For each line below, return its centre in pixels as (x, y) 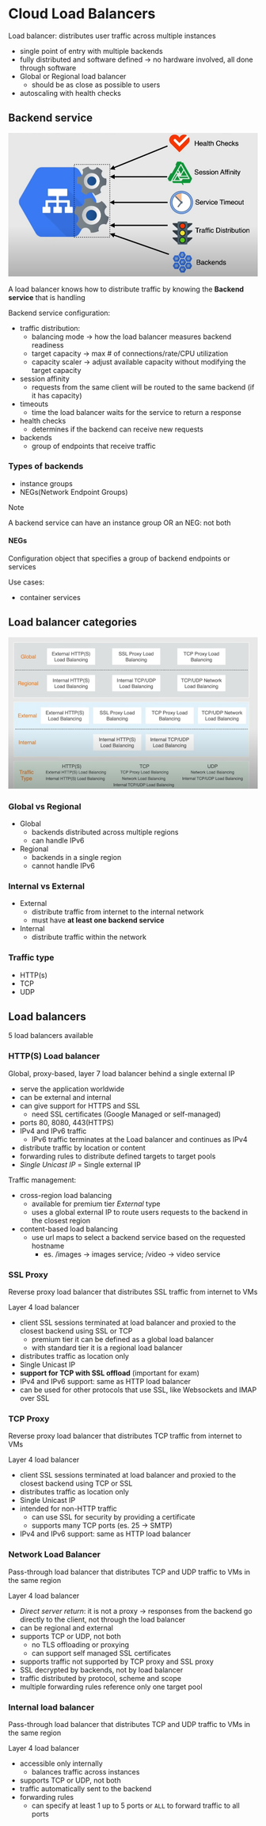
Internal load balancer (51, 1707)
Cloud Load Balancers (82, 14)
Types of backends (46, 466)
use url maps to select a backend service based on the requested (138, 1237)
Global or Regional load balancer (73, 76)
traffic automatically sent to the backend (85, 1788)
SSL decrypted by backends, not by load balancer (101, 1670)
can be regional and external (66, 1627)
